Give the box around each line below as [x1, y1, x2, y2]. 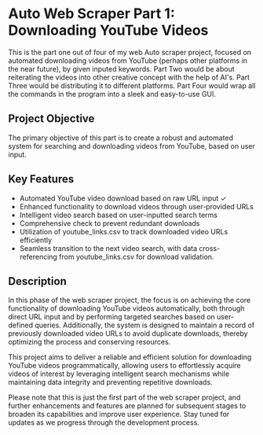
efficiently [19, 235, 53, 245]
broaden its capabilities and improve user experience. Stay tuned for [8, 410, 230, 419]
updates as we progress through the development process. [8, 418, 200, 427]
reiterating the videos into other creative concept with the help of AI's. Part [8, 72, 250, 82]
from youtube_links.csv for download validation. [58, 252, 214, 261]
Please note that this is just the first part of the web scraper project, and [8, 393, 241, 402]
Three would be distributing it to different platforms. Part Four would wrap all [8, 80, 256, 90]
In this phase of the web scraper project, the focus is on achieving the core [8, 296, 251, 305]
